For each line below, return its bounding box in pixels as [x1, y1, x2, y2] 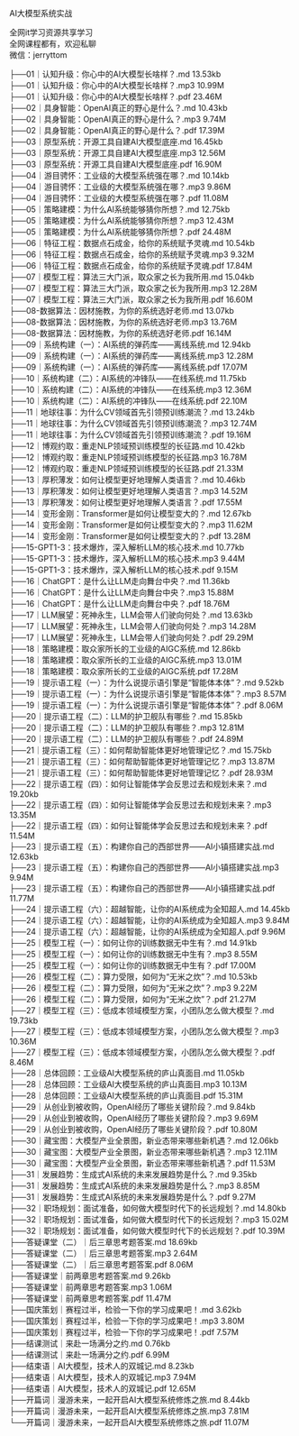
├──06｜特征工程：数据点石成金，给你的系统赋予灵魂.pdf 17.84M [9, 261, 253, 270]
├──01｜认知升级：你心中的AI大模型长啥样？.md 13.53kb [9, 69, 222, 79]
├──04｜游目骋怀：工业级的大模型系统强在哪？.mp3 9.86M [9, 181, 231, 192]
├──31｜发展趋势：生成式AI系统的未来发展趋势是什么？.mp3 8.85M [9, 1180, 260, 1191]
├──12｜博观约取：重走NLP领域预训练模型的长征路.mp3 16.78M [9, 452, 248, 462]
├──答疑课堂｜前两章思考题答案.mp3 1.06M [9, 1282, 173, 1292]
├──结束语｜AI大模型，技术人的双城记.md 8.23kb [9, 1360, 195, 1371]
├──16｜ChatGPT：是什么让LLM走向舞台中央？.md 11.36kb [9, 576, 231, 586]
